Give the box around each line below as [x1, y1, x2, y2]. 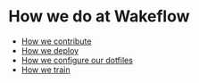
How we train [21, 64, 70, 75]
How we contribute [21, 36, 92, 46]
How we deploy [21, 45, 79, 55]
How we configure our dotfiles [21, 54, 133, 65]
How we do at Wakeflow [8, 6, 190, 27]
